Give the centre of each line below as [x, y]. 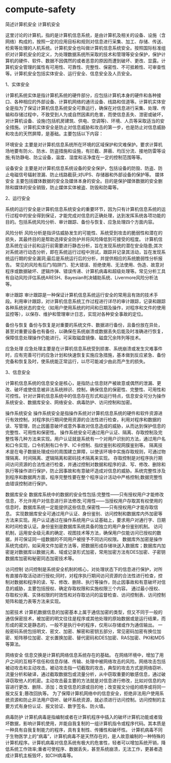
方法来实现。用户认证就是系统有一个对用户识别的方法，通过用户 [94, 439]
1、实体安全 [17, 84]
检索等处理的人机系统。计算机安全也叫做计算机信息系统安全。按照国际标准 [83, 48]
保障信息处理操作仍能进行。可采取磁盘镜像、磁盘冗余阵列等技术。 [74, 337]
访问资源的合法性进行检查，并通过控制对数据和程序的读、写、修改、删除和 [88, 464]
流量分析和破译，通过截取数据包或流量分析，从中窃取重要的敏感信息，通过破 [85, 674]
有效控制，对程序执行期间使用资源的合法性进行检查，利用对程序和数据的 [85, 419]
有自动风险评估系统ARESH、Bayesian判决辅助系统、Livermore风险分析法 [82, 277]
